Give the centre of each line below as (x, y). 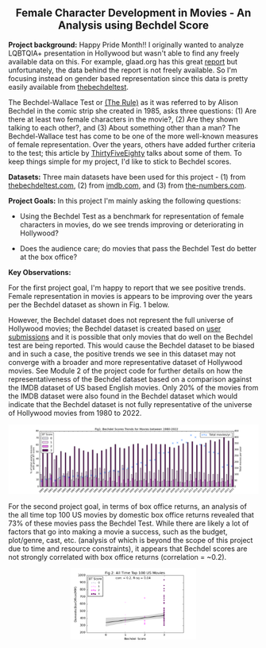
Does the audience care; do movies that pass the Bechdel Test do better (138, 248)
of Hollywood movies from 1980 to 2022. (75, 413)
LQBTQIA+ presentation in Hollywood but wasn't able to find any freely (124, 53)
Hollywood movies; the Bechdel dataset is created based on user (115, 328)
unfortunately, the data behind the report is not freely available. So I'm (123, 70)
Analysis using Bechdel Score (133, 26)
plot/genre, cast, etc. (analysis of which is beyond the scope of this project (131, 540)
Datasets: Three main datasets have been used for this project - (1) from (127, 177)
